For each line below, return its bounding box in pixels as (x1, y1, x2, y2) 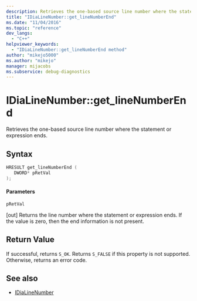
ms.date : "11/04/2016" (6, 19, 62, 25)
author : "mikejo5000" (6, 52, 59, 58)
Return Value (6, 235, 55, 245)
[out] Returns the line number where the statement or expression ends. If (6, 211, 182, 218)
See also (6, 273, 38, 283)
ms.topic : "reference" (6, 25, 62, 31)
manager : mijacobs (6, 63, 51, 69)
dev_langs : (6, 31, 33, 36)
